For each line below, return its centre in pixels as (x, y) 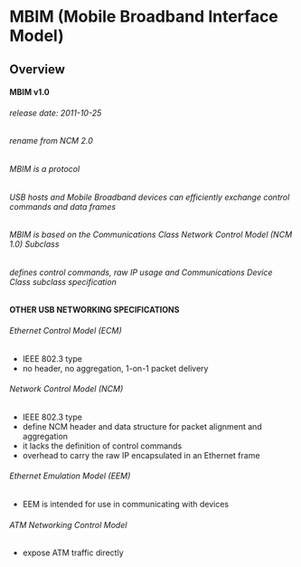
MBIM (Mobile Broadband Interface (144, 17)
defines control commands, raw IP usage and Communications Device (141, 272)
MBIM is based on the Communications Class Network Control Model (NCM (151, 235)
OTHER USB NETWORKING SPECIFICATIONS (94, 310)
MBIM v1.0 (29, 92)
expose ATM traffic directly (73, 553)
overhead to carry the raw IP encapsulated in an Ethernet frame (141, 455)
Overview (38, 69)
